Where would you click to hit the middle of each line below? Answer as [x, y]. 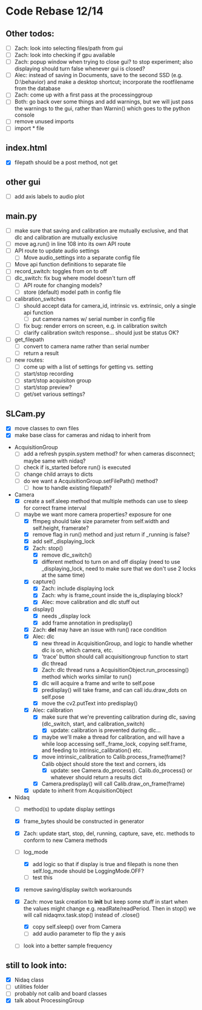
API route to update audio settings [57, 251]
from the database [37, 89]
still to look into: [36, 965]
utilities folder [31, 987]
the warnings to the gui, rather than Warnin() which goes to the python [102, 109]
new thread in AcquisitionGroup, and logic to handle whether [117, 643]
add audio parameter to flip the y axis [79, 934]
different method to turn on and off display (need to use [111, 562]
